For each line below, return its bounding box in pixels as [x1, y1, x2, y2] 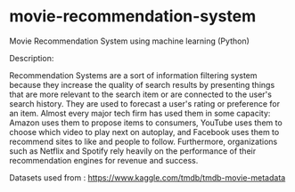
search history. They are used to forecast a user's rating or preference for [9, 98, 281, 108]
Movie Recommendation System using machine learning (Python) [9, 36, 250, 46]
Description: [9, 52, 54, 63]
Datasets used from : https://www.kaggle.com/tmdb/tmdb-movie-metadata [9, 172, 286, 183]
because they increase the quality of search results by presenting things [9, 79, 275, 90]
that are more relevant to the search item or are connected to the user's [9, 89, 272, 100]
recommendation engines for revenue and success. [9, 155, 199, 165]
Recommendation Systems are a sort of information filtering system [9, 69, 258, 81]
